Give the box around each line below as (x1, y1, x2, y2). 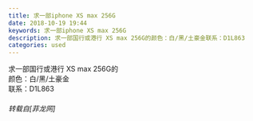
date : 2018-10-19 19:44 (8, 19, 88, 27)
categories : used (8, 41, 66, 49)
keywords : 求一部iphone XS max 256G (8, 26, 127, 34)
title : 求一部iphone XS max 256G (8, 11, 116, 20)
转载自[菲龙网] (8, 103, 56, 113)
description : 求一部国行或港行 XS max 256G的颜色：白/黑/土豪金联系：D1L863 (8, 33, 246, 42)
